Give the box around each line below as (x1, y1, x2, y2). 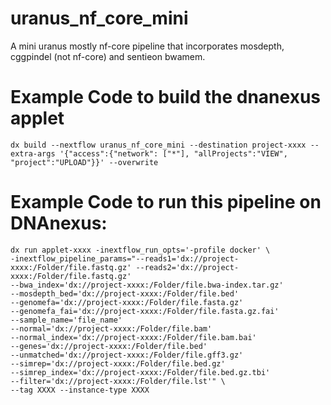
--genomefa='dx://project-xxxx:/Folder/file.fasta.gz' (10, 297, 244, 307)
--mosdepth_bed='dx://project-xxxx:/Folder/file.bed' (10, 288, 240, 299)
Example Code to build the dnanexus (10, 86, 322, 109)
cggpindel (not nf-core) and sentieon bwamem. (10, 50, 206, 62)
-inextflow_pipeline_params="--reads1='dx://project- (10, 253, 240, 264)
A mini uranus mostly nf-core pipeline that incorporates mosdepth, (10, 40, 285, 52)
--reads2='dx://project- (135, 262, 240, 272)
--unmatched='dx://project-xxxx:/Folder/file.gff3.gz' (10, 350, 244, 360)
